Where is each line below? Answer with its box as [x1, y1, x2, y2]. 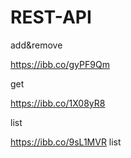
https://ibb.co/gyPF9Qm [10, 58, 110, 70]
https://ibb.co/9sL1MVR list [10, 136, 122, 148]
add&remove [10, 39, 63, 51]
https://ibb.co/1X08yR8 [10, 97, 106, 109]
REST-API [10, 6, 92, 29]
